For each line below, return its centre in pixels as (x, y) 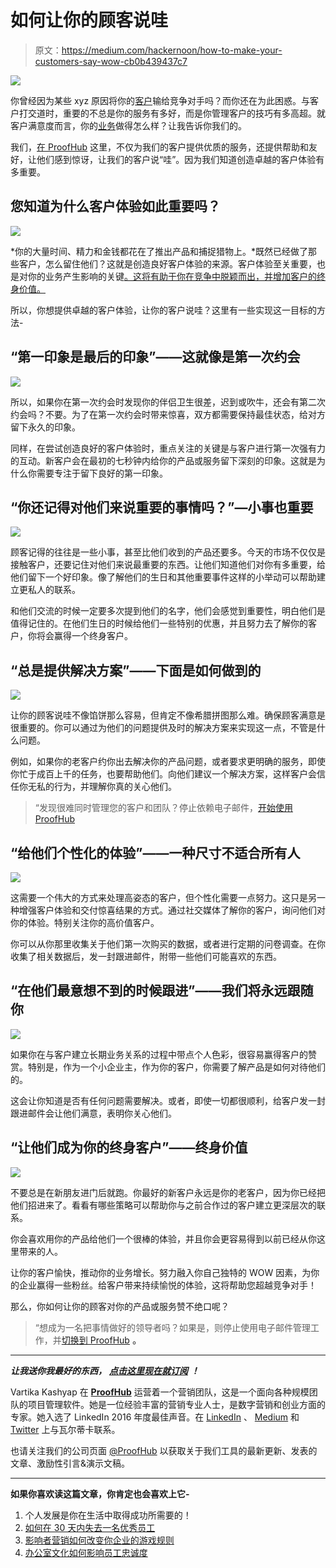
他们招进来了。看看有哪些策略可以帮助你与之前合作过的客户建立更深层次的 (163, 1205)
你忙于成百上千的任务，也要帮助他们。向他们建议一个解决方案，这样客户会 (163, 774)
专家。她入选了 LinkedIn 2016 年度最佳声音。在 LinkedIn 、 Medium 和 (155, 1417)
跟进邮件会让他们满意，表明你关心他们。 (93, 1113)
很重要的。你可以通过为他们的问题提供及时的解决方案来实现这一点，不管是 (163, 728)
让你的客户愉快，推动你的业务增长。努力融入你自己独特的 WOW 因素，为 (161, 1272)
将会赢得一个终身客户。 (84, 636)
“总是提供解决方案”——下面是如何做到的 (136, 670)
